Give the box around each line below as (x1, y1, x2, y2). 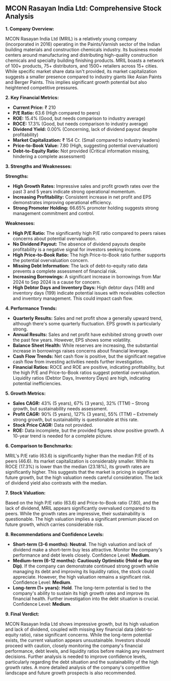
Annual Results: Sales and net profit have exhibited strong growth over (12, 331, 163, 337)
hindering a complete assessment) (12, 153, 86, 159)
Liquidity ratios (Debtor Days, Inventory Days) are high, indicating (12, 375, 151, 381)
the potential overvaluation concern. (12, 257, 89, 263)
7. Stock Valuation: (5, 490, 46, 496)
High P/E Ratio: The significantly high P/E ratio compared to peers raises (12, 230, 166, 236)
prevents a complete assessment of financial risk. (12, 268, 117, 274)
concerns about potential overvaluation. (12, 235, 97, 241)
